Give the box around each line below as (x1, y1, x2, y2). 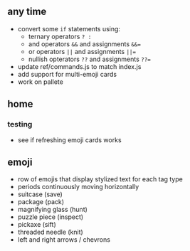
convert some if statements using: (17, 24, 121, 33)
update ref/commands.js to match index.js (17, 62, 142, 70)
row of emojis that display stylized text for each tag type (17, 175, 183, 183)
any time (7, 6, 47, 18)
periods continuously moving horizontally (17, 183, 139, 191)
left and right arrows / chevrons (17, 235, 110, 244)
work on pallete (17, 78, 64, 86)
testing (7, 119, 33, 129)
